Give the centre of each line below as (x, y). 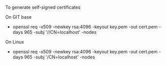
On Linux (15, 42)
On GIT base (19, 17)
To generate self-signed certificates (43, 7)
